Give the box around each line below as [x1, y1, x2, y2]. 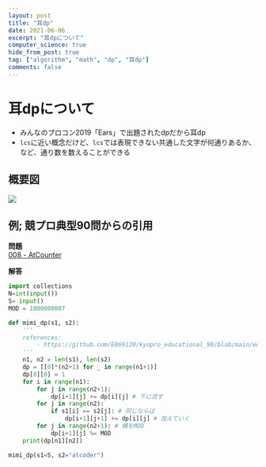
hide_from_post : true [8, 48, 80, 56]
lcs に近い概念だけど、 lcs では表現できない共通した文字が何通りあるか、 [19, 137, 256, 147]
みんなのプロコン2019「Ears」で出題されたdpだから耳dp [19, 128, 206, 137]
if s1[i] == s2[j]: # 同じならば [50, 408, 155, 415]
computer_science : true [8, 41, 87, 49]
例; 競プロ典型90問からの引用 [8, 219, 153, 232]
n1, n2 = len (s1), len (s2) [22, 356, 112, 364]
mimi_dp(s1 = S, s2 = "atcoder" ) [8, 451, 104, 459]
